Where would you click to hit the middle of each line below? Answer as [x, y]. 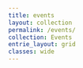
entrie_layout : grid [42, 45]
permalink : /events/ [42, 30]
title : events [32, 15]
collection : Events [40, 37]
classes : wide [32, 52]
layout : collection [40, 23]
